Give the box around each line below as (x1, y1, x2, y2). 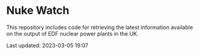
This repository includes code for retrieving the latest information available (6, 24, 194, 31)
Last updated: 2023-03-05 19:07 (6, 42, 88, 49)
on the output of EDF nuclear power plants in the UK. (6, 30, 139, 37)
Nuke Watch (6, 4, 70, 18)
